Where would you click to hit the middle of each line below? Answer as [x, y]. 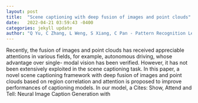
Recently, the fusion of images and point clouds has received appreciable [95, 50]
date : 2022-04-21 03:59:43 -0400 [50, 22]
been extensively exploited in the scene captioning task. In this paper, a [93, 69]
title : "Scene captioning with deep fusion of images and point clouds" [99, 17]
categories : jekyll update [39, 28]
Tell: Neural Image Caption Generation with [58, 94]
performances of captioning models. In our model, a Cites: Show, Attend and [99, 88]
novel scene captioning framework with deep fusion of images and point [94, 75]
